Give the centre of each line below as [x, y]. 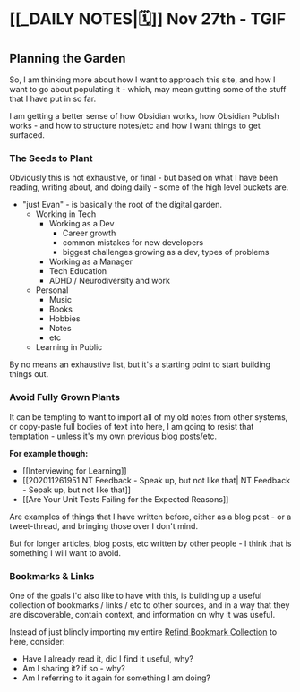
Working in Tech [66, 214]
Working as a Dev [81, 224]
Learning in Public [69, 347]
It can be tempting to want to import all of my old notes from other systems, [149, 417]
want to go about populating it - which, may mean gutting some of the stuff [148, 89]
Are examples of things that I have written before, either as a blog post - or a [150, 517]
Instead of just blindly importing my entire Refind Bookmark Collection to [143, 632]
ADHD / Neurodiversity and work [109, 281]
